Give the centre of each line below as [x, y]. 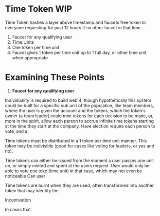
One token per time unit [36, 47]
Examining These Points [55, 78]
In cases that [18, 209]
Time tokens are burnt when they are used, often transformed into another [80, 185]
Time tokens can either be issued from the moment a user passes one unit [80, 160]
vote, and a [16, 131]
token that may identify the [32, 190]
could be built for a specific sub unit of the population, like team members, [80, 105]
